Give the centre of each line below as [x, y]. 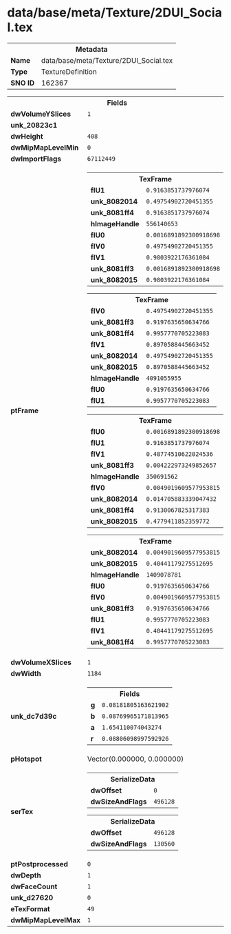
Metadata [91, 49]
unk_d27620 [32, 897]
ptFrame [25, 410]
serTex [22, 811]
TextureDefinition [69, 72]
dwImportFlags [36, 159]
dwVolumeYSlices [41, 114]
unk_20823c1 [34, 125]
